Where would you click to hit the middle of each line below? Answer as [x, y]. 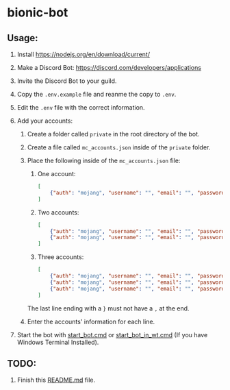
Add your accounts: [45, 121]
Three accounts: [61, 257]
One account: [56, 174]
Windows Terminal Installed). [58, 342]
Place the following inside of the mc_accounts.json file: [104, 160]
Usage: [23, 38]
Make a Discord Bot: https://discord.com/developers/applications [109, 68]
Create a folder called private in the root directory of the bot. [113, 134]
